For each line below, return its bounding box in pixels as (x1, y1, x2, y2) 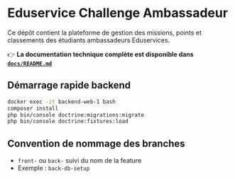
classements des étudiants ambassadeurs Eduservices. (7, 35, 170, 44)
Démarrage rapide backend (7, 79, 131, 91)
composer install (7, 105, 59, 112)
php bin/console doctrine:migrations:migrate (7, 111, 144, 118)
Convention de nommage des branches (7, 137, 186, 149)
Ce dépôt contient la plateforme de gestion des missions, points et (7, 28, 202, 37)
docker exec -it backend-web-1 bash (7, 98, 116, 105)
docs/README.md (7, 60, 53, 67)
